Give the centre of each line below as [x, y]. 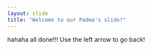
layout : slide [28, 13]
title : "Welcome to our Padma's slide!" [67, 20]
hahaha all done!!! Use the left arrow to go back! [76, 39]
